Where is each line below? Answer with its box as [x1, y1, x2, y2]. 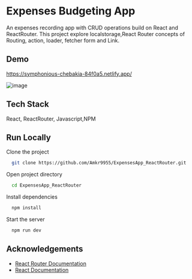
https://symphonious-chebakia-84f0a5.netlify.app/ [6, 70, 132, 77]
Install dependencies [6, 193, 58, 200]
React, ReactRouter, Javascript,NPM [6, 115, 96, 122]
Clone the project [6, 148, 49, 155]
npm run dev [11, 227, 42, 233]
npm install [11, 205, 42, 211]
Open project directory [6, 171, 63, 178]
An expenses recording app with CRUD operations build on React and [6, 24, 179, 31]
